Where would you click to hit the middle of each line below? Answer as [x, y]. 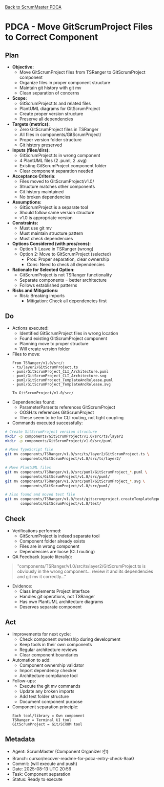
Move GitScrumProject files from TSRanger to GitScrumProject [82, 72]
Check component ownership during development [70, 639]
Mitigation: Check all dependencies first [67, 301]
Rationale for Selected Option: [43, 270]
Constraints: [25, 223]
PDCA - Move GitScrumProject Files [79, 27]
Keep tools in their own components [56, 644]
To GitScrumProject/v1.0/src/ [43, 393]
